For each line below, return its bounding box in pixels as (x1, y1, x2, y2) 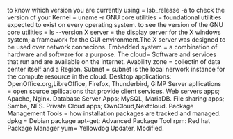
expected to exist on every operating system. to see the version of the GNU (7, 21, 224, 28)
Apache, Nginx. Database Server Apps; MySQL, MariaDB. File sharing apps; (7, 95, 225, 103)
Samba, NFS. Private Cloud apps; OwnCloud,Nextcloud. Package (7, 102, 194, 110)
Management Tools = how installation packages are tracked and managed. (7, 109, 221, 117)
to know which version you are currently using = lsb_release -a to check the (7, 6, 225, 14)
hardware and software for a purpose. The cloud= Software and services (7, 50, 217, 58)
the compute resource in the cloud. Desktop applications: (7, 72, 172, 81)
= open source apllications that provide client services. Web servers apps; (7, 87, 220, 95)
